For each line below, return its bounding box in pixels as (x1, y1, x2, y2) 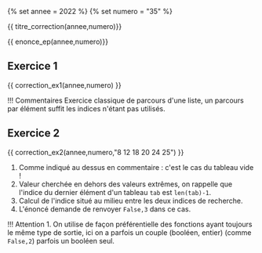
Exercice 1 (7, 60, 58, 73)
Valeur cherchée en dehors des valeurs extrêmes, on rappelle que (18, 179, 233, 189)
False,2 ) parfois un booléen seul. (7, 236, 115, 245)
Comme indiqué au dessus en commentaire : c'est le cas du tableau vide (18, 162, 254, 172)
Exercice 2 (7, 127, 60, 140)
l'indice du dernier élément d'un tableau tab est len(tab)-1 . (18, 187, 212, 197)
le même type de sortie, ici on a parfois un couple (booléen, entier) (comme (7, 227, 252, 237)
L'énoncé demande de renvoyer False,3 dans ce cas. (18, 204, 191, 214)
